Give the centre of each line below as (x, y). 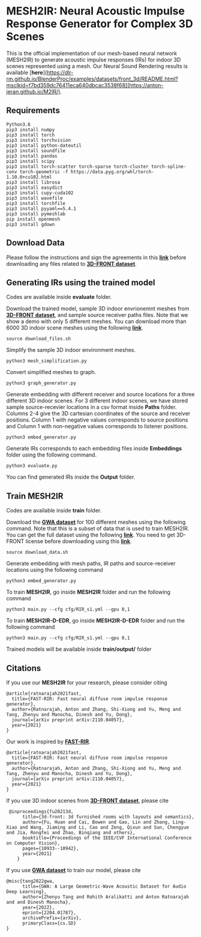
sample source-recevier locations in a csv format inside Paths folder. (91, 407)
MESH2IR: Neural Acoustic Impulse (95, 11)
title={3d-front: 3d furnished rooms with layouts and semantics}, (108, 817)
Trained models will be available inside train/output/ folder (79, 649)
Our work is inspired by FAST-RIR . (49, 742)
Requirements (33, 110)
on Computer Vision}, (33, 843)
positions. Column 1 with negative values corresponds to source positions (97, 420)
